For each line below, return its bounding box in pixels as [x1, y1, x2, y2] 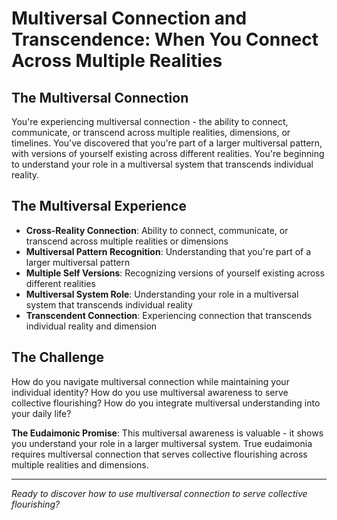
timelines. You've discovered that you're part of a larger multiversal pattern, [11, 137, 323, 149]
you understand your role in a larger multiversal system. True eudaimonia [11, 437, 313, 449]
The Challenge [11, 349, 105, 366]
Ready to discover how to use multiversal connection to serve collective [11, 487, 308, 499]
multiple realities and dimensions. [11, 458, 149, 471]
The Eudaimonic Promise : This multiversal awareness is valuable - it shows [11, 427, 324, 439]
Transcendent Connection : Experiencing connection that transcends [25, 309, 313, 321]
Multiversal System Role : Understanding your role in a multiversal [25, 288, 299, 300]
